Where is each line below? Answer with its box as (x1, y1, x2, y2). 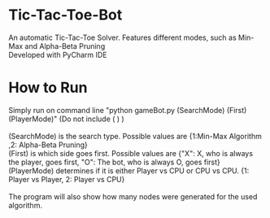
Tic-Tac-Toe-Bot (8, 6, 123, 24)
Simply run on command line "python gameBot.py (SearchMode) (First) (8, 105, 247, 115)
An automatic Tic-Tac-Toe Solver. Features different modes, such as (8, 33, 237, 42)
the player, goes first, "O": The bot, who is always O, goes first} (8, 157, 221, 167)
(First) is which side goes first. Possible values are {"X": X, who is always (8, 148, 254, 158)
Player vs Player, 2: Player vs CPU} (8, 174, 125, 184)
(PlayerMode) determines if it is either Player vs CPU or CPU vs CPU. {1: (8, 165, 250, 176)
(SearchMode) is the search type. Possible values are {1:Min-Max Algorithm (8, 131, 262, 141)
